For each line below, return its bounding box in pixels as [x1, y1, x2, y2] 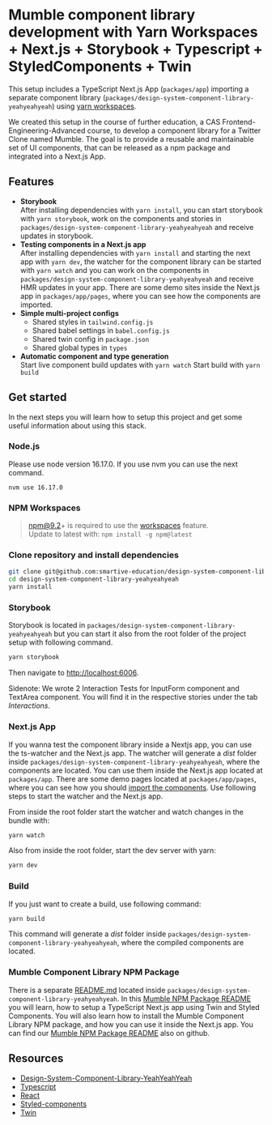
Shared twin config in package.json [32, 334, 150, 343]
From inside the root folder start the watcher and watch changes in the [8, 807, 244, 816]
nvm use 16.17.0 [8, 484, 63, 492]
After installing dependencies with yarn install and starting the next [19, 248, 251, 258]
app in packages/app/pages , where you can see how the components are [19, 291, 261, 300]
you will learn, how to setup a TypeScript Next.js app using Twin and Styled [8, 1002, 261, 1012]
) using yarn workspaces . [51, 101, 137, 111]
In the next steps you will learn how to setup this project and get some [8, 411, 243, 422]
